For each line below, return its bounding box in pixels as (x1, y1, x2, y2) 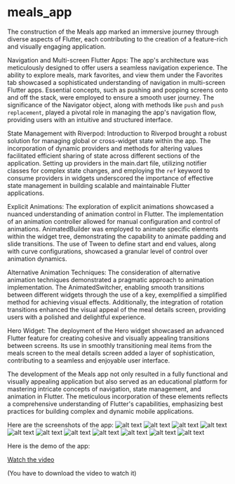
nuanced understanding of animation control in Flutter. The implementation (7, 210, 224, 218)
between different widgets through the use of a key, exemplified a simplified (7, 290, 227, 299)
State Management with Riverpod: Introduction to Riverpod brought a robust (7, 129, 227, 137)
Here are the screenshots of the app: (7, 420, 114, 429)
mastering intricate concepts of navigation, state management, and (7, 384, 201, 393)
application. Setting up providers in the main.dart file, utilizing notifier (7, 159, 207, 167)
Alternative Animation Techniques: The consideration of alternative (7, 268, 201, 276)
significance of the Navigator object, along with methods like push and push (7, 100, 224, 109)
